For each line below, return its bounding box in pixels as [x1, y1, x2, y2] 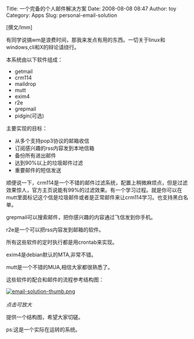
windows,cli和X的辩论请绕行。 [6, 43, 80, 51]
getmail [14, 68, 34, 75]
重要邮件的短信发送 [14, 167, 62, 173]
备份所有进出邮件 [14, 152, 56, 159]
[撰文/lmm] [6, 24, 33, 31]
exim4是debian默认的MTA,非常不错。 [6, 251, 97, 258]
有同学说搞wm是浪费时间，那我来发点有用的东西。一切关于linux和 [6, 36, 166, 43]
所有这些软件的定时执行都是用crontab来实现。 [6, 239, 118, 246]
